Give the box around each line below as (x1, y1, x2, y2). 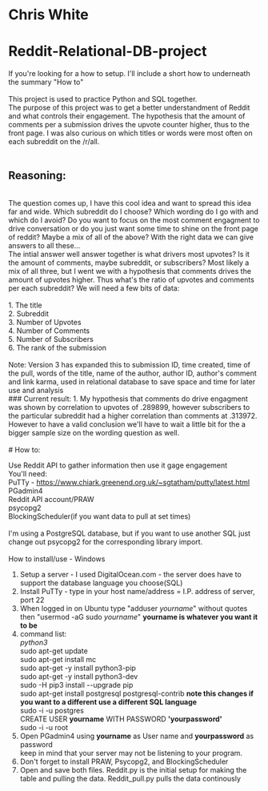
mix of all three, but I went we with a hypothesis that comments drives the (8, 266, 252, 275)
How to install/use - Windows (8, 554, 106, 564)
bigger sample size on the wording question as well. (8, 428, 180, 437)
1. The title (8, 300, 42, 310)
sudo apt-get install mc (19, 654, 97, 664)
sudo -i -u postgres (19, 705, 84, 715)
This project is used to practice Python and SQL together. (8, 94, 198, 104)
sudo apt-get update (19, 646, 88, 656)
